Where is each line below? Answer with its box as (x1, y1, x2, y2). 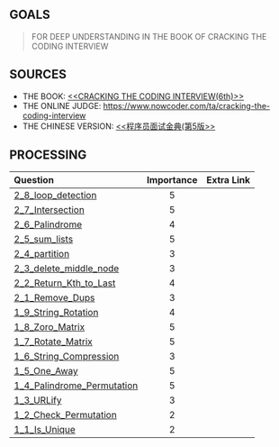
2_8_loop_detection (13, 189, 97, 202)
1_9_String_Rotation (13, 306, 99, 319)
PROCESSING (9, 148, 87, 163)
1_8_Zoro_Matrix (13, 321, 85, 333)
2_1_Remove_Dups (13, 292, 95, 305)
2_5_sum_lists (13, 233, 74, 246)
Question (13, 174, 54, 187)
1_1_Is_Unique (13, 424, 76, 436)
